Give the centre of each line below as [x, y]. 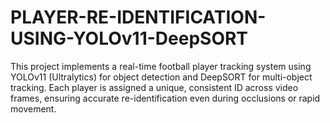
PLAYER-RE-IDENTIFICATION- [138, 17]
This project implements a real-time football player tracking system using [161, 66]
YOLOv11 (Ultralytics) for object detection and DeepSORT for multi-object [161, 77]
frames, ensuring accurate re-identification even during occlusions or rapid [165, 98]
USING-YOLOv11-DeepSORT [129, 38]
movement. [33, 108]
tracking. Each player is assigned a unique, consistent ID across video [154, 87]
